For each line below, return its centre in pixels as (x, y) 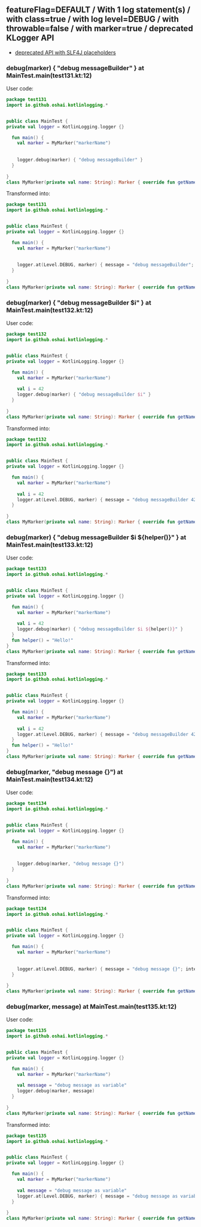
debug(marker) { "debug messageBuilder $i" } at (79, 302)
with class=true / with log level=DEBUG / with (93, 19)
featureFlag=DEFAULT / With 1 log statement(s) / (98, 10)
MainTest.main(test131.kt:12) (49, 76)
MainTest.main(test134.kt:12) (50, 779)
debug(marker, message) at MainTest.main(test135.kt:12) (92, 1006)
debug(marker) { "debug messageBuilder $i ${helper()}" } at (96, 537)
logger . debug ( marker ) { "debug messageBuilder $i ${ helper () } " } (100, 629)
